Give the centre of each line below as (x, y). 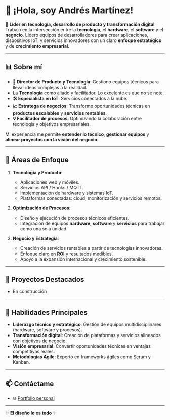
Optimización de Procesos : (41, 208)
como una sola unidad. (44, 228)
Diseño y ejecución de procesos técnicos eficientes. (75, 218)
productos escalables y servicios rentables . (60, 113)
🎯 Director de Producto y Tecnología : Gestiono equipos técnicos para (86, 82)
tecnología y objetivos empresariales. (52, 124)
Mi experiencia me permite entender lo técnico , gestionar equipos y (77, 134)
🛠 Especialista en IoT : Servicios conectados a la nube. (70, 98)
